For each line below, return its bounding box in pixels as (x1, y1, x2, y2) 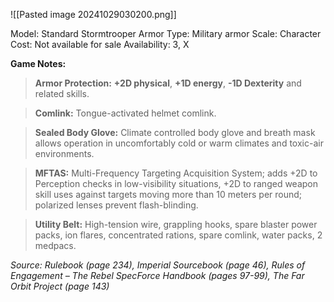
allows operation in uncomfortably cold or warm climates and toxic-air (34, 137, 324, 149)
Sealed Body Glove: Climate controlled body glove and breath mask (34, 127, 316, 138)
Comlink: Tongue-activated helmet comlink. (34, 107, 217, 119)
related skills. (34, 88, 90, 99)
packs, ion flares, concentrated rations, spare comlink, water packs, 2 (34, 229, 323, 241)
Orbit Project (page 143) (10, 280, 110, 292)
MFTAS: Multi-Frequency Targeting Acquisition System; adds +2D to (34, 167, 318, 179)
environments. (34, 148, 95, 159)
